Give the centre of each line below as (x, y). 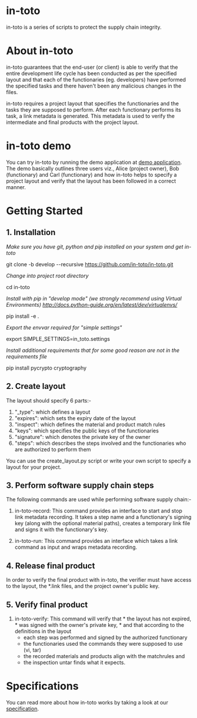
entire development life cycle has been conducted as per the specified (91, 73)
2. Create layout (36, 386)
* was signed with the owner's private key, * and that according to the (99, 625)
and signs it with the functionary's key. (61, 529)
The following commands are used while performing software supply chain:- (99, 499)
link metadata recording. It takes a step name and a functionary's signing (103, 517)
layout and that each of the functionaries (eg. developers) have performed (96, 79)
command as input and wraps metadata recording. (76, 547)
